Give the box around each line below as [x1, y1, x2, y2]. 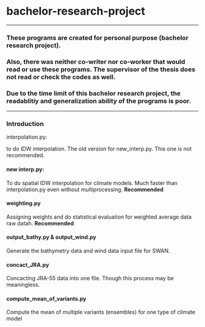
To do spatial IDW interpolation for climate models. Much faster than [6, 179, 178, 186]
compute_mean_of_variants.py [6, 295, 87, 302]
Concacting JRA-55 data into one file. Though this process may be [6, 275, 174, 282]
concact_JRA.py [6, 261, 49, 269]
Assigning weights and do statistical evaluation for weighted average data [6, 213, 192, 220]
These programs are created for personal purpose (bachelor [6, 33, 189, 42]
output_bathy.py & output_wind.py [6, 233, 96, 241]
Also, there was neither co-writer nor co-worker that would [6, 57, 185, 66]
